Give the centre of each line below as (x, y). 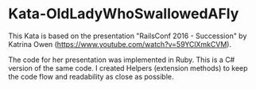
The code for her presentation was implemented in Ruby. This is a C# (122, 60)
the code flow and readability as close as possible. (91, 76)
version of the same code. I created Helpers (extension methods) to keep (128, 68)
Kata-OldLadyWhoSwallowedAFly (124, 14)
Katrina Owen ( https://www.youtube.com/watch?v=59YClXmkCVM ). (120, 44)
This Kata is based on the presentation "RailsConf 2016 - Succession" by (128, 36)
